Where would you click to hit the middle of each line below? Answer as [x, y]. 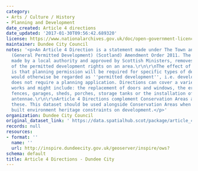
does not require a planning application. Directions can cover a [95, 83]
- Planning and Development [41, 22]
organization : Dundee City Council [50, 115]
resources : [19, 132]
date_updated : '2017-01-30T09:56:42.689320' [62, 33]
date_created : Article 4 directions [51, 28]
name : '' [22, 142]
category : [18, 11]
